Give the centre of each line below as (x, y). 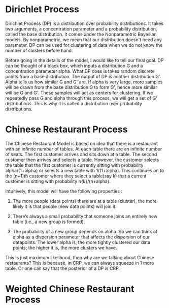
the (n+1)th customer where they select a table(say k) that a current (76, 176)
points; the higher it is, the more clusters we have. (65, 248)
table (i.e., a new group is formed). (49, 222)
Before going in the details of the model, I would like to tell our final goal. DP (84, 60)
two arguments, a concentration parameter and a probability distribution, (81, 28)
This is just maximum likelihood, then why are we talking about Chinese (80, 257)
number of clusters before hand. (39, 50)
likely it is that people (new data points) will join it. (64, 206)
